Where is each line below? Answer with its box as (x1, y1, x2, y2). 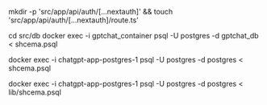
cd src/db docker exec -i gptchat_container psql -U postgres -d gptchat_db (8, 31, 260, 40)
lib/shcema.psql (8, 87, 62, 97)
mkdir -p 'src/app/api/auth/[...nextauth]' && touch (8, 7, 173, 16)
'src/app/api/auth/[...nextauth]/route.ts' (8, 15, 140, 25)
